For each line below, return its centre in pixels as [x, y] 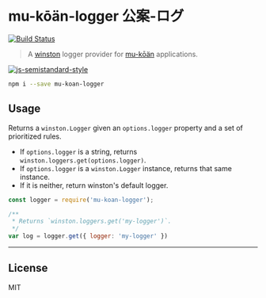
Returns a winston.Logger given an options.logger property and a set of [126, 128]
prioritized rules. [35, 136]
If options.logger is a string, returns [78, 151]
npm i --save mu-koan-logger [56, 84]
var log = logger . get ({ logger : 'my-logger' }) [88, 236]
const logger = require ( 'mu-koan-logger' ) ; [81, 200]
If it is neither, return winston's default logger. [94, 185]
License [28, 268]
